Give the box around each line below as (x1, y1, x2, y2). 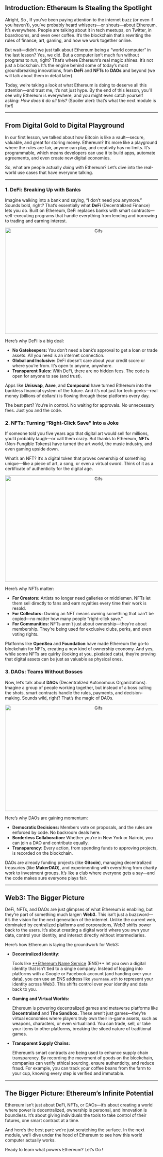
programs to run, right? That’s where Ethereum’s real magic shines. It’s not (5, 57, 153, 63)
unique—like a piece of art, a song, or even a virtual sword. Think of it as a (5, 461, 154, 466)
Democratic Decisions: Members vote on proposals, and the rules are (12, 824, 153, 830)
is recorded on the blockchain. (12, 850, 73, 856)
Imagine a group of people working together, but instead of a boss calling (5, 685, 152, 691)
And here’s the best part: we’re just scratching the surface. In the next (5, 1127, 145, 1133)
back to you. (12, 986, 37, 992)
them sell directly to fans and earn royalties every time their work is (12, 600, 147, 606)
